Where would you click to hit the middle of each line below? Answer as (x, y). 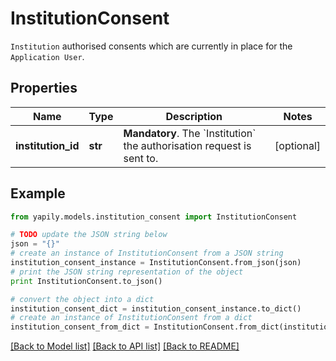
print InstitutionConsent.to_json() (86, 281)
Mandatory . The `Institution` (190, 133)
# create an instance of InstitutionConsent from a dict (131, 318)
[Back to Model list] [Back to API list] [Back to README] (125, 346)
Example (38, 193)
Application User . (47, 56)
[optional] (297, 145)
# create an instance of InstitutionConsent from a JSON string (147, 253)
